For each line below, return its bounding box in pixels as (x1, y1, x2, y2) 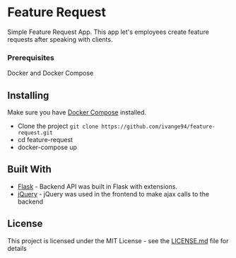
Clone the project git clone (17, 122, 99, 131)
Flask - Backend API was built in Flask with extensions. (17, 182, 178, 191)
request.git (17, 129, 53, 136)
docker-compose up (17, 143, 78, 152)
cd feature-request (17, 136, 73, 144)
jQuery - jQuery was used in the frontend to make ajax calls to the (17, 189, 210, 198)
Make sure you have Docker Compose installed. (7, 108, 147, 117)
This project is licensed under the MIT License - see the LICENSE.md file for (7, 236, 229, 245)
